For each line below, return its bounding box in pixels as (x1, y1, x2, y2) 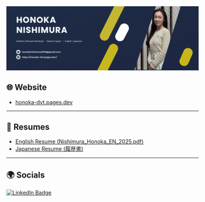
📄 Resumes (6, 122, 50, 132)
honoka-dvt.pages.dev (15, 98, 73, 106)
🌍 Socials (6, 170, 45, 180)
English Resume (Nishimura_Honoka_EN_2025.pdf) (15, 138, 144, 145)
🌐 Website (6, 82, 47, 93)
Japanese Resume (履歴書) (15, 145, 84, 153)
